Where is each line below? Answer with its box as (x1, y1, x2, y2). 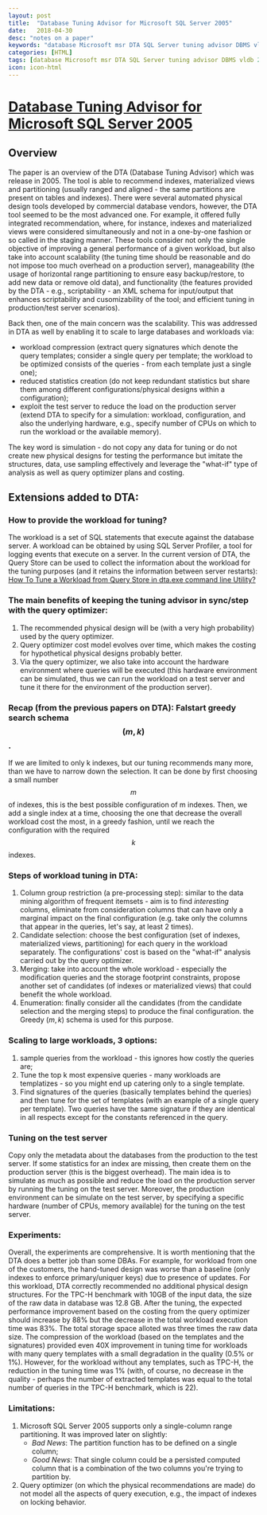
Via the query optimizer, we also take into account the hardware (19, 656, 229, 666)
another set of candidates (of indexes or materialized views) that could (19, 981, 252, 991)
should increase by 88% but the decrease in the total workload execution (8, 1315, 248, 1325)
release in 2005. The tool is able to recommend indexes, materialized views (8, 176, 255, 186)
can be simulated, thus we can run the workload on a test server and (19, 674, 245, 683)
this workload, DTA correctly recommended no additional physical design (8, 1282, 249, 1291)
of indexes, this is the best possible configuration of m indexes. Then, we (8, 800, 248, 809)
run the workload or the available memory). (19, 427, 161, 436)
